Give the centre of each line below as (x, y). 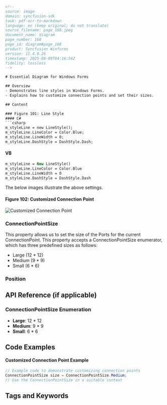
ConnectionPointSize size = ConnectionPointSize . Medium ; (66, 376)
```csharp (16, 123)
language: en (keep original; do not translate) (57, 26)
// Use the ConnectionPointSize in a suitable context (64, 380)
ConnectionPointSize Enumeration (48, 310)
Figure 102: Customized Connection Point (50, 199)
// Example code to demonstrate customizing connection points (73, 371)
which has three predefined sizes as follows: (51, 245)
